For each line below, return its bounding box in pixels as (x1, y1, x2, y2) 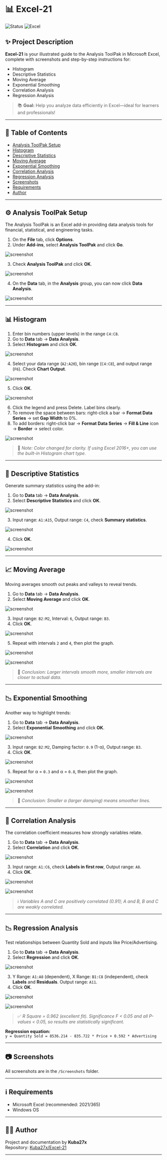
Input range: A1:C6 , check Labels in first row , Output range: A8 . (12, 864, 142, 870)
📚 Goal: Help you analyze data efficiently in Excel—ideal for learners (17, 102, 159, 108)
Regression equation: (5, 1029, 51, 1035)
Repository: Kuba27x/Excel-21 (5, 1144, 67, 1150)
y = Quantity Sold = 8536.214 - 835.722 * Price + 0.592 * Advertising (5, 1034, 157, 1039)
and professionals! (17, 110, 56, 116)
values (17, 1019, 31, 1025)
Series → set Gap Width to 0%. (12, 415, 78, 421)
